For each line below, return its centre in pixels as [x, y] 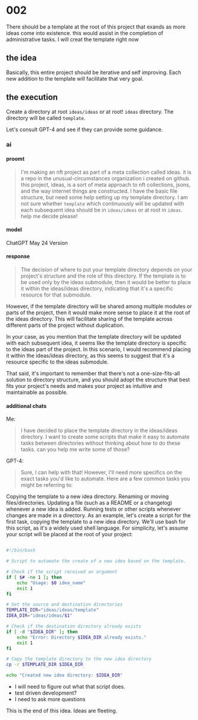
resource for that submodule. [56, 295]
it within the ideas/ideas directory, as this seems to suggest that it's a [90, 356]
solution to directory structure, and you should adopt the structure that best [98, 380]
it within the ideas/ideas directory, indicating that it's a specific [97, 289]
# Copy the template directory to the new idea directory [79, 659]
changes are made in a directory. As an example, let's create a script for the [98, 515]
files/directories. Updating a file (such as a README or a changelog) [89, 503]
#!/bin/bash [21, 550]
